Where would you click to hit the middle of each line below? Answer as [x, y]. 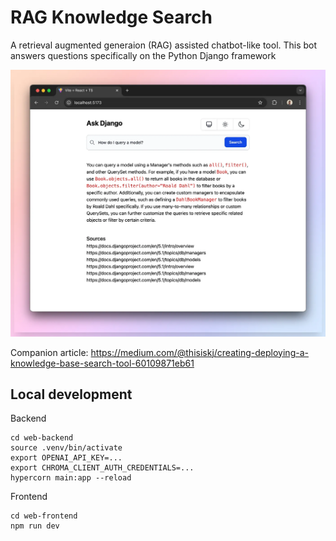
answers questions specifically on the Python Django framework [143, 55]
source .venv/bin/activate [66, 448]
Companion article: [49, 352]
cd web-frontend [44, 516]
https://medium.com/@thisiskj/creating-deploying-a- [199, 352]
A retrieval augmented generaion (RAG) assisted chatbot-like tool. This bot [164, 45]
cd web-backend [42, 438]
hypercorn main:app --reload [71, 478]
